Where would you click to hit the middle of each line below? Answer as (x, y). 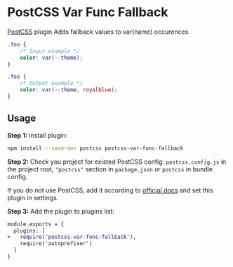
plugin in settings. (33, 197)
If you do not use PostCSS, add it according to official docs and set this (110, 190)
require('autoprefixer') (56, 244)
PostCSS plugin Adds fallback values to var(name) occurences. (99, 32)
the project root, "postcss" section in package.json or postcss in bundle (110, 169)
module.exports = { (36, 224)
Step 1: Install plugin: (38, 135)
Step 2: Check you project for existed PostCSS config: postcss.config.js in (117, 162)
